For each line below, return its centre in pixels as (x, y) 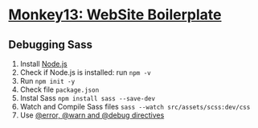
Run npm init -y (47, 81)
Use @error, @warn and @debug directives (92, 115)
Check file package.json (59, 89)
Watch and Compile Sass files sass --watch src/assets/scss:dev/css (135, 107)
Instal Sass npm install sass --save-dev (87, 98)
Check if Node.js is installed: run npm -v (85, 72)
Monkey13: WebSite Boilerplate (115, 15)
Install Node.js (43, 64)
